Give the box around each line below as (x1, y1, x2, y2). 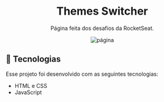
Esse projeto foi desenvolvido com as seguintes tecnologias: (6, 70, 158, 78)
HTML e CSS (14, 82, 48, 89)
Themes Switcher (56, 4, 148, 18)
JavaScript (14, 89, 42, 96)
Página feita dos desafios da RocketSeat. (50, 24, 154, 32)
